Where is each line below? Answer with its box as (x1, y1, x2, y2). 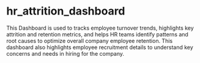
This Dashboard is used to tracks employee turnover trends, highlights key (6, 24, 194, 31)
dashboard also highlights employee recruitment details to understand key (6, 44, 194, 51)
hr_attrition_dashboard (6, 4, 125, 18)
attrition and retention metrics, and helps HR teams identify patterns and (6, 30, 188, 38)
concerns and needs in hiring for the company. (6, 50, 124, 57)
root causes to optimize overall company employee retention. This (6, 37, 173, 44)
